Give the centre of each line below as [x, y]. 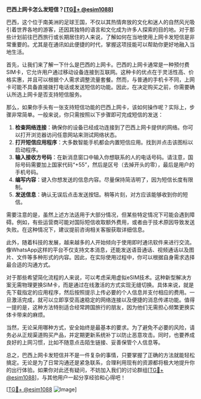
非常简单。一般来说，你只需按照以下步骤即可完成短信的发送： [87, 115]
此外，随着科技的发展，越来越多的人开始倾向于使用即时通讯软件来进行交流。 [100, 242]
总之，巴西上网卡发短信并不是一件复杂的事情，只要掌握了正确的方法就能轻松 [100, 355]
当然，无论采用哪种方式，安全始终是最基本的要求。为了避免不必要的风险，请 [100, 327]
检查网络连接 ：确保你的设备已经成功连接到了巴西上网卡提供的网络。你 [101, 127]
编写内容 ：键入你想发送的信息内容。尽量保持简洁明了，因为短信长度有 [101, 179]
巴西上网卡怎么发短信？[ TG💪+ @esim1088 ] [60, 9]
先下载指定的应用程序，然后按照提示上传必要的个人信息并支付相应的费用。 [98, 292]
